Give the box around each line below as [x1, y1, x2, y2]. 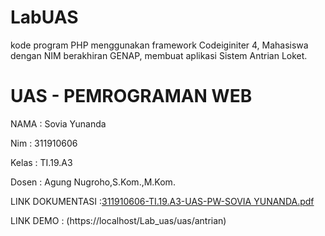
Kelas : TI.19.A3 [10, 156, 73, 168]
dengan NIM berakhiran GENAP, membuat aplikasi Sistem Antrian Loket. [10, 49, 308, 61]
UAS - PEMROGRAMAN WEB [10, 85, 253, 108]
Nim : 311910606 [10, 137, 78, 149]
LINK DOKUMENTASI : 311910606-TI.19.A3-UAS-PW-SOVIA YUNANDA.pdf [10, 195, 315, 207]
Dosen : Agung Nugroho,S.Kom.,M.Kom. [10, 176, 176, 188]
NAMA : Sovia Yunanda [10, 117, 107, 130]
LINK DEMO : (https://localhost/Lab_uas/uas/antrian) [10, 214, 227, 226]
